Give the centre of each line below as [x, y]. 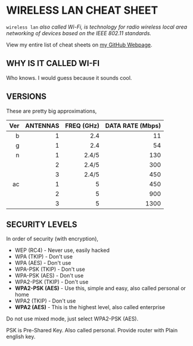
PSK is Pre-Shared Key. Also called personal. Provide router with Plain [92, 331]
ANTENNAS [42, 126]
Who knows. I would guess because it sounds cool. [69, 77]
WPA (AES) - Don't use [43, 263]
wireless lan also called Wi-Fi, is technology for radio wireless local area [97, 27]
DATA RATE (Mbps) [133, 126]
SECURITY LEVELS [42, 224]
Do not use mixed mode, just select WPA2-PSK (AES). [72, 319]
